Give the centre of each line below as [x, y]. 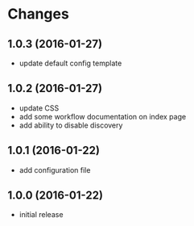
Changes [38, 14]
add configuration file [55, 169]
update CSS [39, 108]
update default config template [70, 63]
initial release [41, 215]
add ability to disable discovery [71, 125]
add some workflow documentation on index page [103, 116]
